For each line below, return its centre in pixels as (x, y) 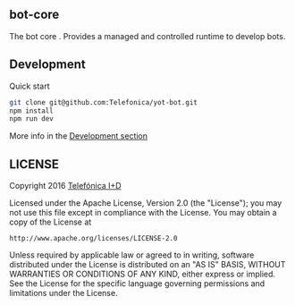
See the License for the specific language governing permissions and (137, 284)
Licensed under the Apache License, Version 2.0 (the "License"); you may (146, 203)
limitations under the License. (63, 293)
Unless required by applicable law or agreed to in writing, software (132, 255)
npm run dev (31, 119)
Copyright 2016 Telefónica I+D (66, 186)
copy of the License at (51, 222)
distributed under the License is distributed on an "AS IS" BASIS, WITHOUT (147, 265)
